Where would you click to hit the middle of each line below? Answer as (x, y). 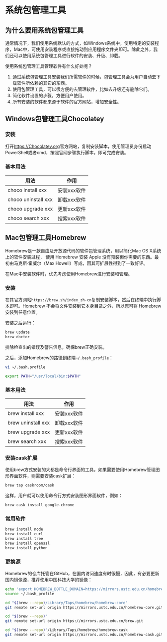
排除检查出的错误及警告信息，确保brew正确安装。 (56, 347)
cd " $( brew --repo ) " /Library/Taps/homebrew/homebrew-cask (66, 630)
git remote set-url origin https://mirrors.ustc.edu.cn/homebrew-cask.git (84, 635)
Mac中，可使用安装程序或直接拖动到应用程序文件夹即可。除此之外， (83, 49)
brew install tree (24, 538)
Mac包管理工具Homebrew (46, 238)
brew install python (27, 548)
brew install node (24, 529)
